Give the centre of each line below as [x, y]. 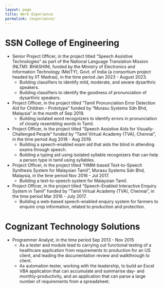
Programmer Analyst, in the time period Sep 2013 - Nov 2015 [73, 240]
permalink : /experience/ [30, 19]
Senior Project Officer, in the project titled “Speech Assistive [72, 56]
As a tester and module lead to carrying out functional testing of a [85, 245]
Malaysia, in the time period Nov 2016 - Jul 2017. [61, 176]
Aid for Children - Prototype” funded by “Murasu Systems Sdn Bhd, [80, 108]
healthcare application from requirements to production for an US [85, 250]
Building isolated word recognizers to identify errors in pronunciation [88, 119]
